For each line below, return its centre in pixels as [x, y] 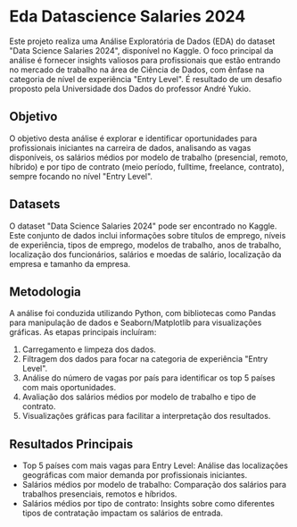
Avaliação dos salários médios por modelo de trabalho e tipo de [139, 397]
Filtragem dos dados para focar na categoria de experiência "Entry [145, 359]
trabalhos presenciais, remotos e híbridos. [99, 494]
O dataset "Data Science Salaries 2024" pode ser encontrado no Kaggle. [143, 226]
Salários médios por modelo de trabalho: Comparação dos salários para [154, 485]
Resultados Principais [71, 444]
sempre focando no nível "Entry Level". [81, 176]
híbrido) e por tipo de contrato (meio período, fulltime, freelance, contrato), [147, 166]
